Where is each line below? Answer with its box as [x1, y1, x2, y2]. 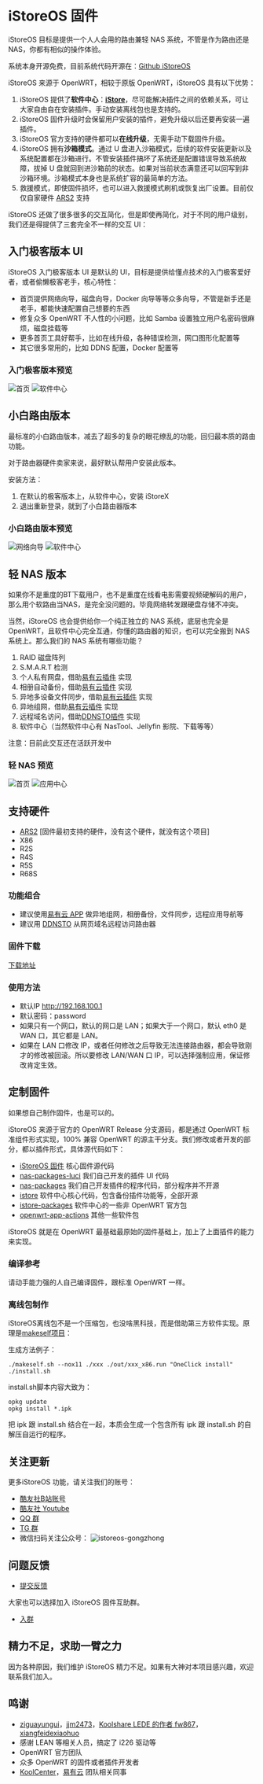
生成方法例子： [8, 1345, 57, 1355]
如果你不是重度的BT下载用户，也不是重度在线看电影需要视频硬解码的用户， [8, 589, 251, 599]
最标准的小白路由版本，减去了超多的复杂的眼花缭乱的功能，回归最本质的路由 [8, 431, 256, 440]
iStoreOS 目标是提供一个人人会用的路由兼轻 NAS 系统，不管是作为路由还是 [8, 35, 250, 44]
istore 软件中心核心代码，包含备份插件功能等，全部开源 [19, 1190, 199, 1200]
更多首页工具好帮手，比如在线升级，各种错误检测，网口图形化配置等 [19, 333, 240, 342]
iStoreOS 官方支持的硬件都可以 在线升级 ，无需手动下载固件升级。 [19, 134, 229, 143]
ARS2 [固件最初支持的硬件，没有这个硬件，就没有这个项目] [19, 827, 210, 836]
